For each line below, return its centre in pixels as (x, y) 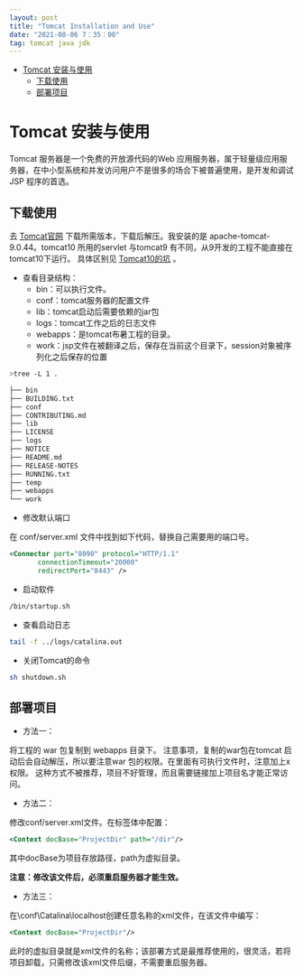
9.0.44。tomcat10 (42, 247)
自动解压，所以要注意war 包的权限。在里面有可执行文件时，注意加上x (162, 762)
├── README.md (36, 457)
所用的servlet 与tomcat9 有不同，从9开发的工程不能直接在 (185, 247)
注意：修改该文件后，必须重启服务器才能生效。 (96, 878)
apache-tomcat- (239, 236)
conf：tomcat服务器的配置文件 (93, 300)
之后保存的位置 (80, 357)
